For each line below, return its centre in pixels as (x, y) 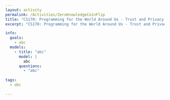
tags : (11, 80)
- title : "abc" (30, 52)
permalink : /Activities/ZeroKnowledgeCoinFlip (55, 15)
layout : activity (24, 10)
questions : (30, 66)
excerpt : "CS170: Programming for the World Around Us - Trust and (78, 24)
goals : (17, 38)
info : (11, 33)
